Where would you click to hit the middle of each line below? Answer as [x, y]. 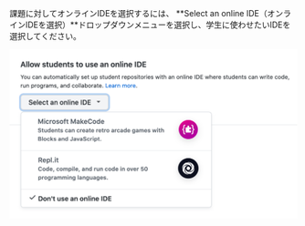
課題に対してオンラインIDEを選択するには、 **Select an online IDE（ [138, 13]
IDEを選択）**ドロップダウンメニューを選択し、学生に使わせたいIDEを [158, 25]
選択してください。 [46, 36]
